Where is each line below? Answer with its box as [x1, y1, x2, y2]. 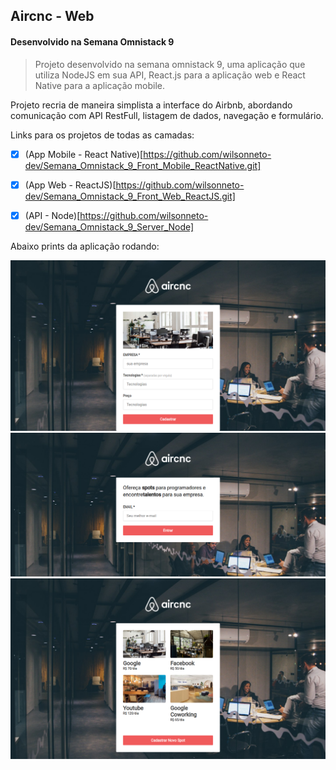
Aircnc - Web [10, 8, 95, 25]
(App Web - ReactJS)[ [24, 179, 117, 191]
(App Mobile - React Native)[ [24, 148, 144, 160]
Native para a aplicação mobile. [34, 79, 166, 91]
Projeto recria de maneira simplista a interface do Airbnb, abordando [10, 99, 293, 111]
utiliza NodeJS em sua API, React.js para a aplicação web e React [34, 69, 306, 81]
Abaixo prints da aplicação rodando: [10, 240, 160, 252]
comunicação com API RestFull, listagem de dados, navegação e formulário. [10, 109, 324, 121]
